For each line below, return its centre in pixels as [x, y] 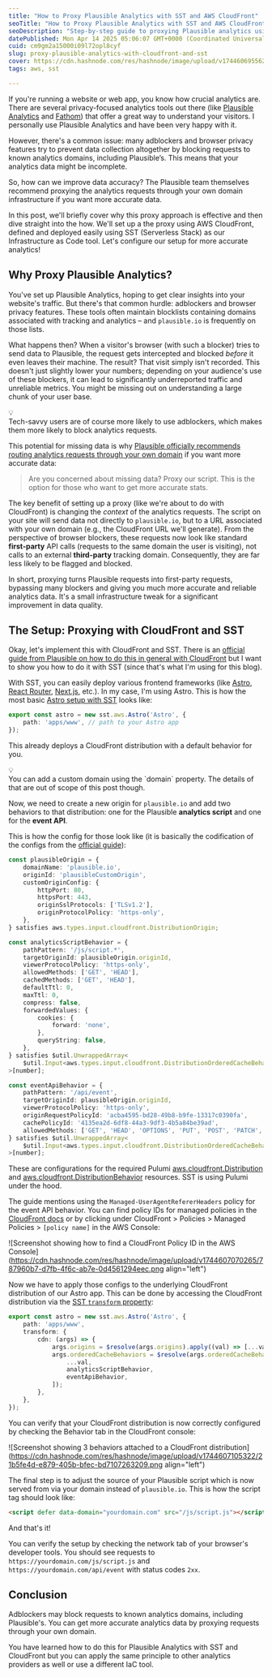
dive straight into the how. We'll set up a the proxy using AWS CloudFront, [131, 223]
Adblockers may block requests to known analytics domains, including [126, 1615]
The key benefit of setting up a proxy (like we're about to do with [116, 503]
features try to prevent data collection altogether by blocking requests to [130, 149]
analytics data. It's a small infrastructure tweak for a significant [113, 596]
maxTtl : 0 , [41, 995]
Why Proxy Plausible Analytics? [90, 275]
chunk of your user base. [50, 396]
